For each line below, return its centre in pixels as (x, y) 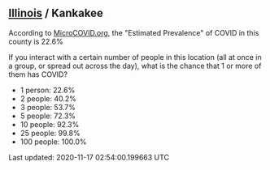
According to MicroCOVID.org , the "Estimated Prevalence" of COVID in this (134, 32)
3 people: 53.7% (48, 107)
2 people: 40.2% (48, 98)
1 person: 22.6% (48, 90)
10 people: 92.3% (50, 124)
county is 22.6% (36, 41)
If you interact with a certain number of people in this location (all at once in (135, 57)
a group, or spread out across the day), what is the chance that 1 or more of (135, 66)
